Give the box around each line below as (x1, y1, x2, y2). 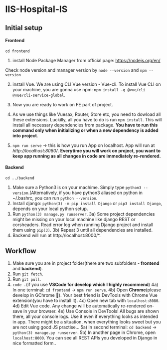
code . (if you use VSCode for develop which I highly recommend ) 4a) (12, 281, 159, 287)
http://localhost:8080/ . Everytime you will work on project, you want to (12, 147, 161, 153)
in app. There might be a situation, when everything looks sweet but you (12, 318, 161, 324)
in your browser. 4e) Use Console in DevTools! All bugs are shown (23, 308, 160, 314)
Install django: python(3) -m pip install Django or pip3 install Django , (12, 200, 163, 206)
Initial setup (5, 24, 43, 32)
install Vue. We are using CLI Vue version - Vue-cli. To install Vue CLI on (12, 81, 161, 87)
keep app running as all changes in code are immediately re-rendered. (12, 153, 161, 159)
